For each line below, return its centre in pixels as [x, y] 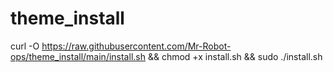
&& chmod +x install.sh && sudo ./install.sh [235, 56]
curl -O [25, 46]
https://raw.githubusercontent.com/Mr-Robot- [136, 46]
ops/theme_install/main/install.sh [78, 56]
